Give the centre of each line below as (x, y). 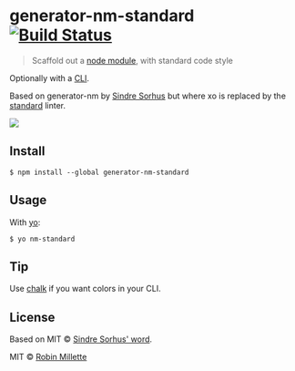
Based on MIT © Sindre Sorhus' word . (81, 339)
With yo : (25, 222)
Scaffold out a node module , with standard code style (132, 60)
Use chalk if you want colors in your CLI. (85, 289)
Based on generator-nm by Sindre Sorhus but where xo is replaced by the (148, 96)
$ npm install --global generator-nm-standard (99, 172)
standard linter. (38, 105)
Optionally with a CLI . (49, 77)
